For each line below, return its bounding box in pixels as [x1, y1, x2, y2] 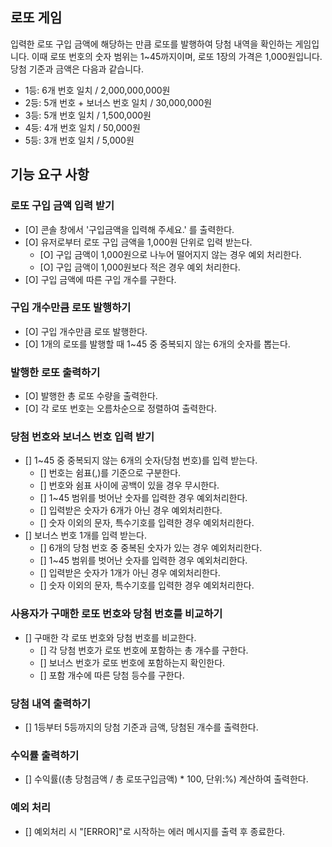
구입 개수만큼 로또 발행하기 [10, 301, 132, 315]
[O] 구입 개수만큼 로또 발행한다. [24, 325, 148, 337]
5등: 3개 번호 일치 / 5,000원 [24, 134, 135, 146]
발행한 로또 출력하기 [10, 365, 101, 379]
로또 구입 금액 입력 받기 [10, 199, 115, 213]
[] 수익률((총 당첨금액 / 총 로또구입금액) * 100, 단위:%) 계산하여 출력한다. [24, 773, 309, 785]
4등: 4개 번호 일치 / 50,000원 [24, 121, 141, 133]
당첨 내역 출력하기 [10, 696, 92, 710]
